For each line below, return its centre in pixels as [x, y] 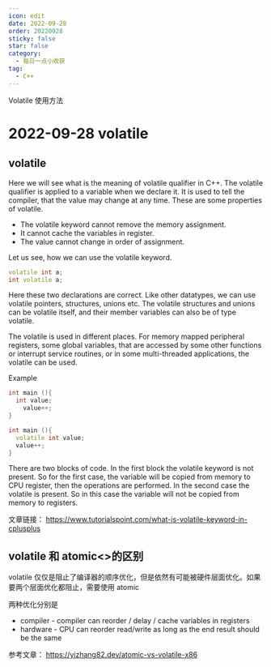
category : [25, 53]
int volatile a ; [36, 280]
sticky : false [32, 38]
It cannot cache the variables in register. [87, 233]
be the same [41, 638]
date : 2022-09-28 [38, 24]
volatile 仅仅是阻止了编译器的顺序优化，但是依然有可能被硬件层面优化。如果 [135, 577]
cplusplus [25, 528]
